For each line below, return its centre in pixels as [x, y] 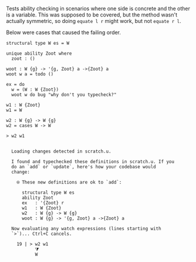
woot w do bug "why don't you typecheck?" [64, 95]
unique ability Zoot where [39, 54]
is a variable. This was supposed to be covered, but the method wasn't [92, 15]
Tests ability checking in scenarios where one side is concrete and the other [98, 9]
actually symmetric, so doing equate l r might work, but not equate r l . [94, 21]
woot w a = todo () [30, 74]
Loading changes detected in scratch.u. [61, 151]
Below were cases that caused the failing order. [64, 32]
